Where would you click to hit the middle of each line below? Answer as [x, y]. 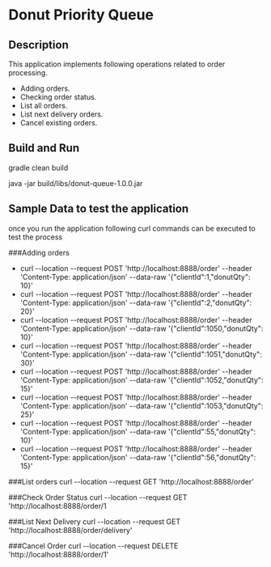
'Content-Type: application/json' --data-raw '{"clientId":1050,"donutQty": [142, 328]
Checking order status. [58, 97]
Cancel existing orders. [59, 123]
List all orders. [44, 106]
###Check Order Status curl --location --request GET [98, 497]
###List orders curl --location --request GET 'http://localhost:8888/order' [131, 481]
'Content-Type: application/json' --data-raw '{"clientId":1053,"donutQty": [142, 405]
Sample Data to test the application [99, 209]
